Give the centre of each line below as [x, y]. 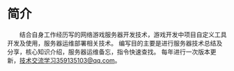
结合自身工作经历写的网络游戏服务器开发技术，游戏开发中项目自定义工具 [123, 34]
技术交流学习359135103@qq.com [67, 60]
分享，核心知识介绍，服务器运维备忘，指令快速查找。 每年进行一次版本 [109, 52]
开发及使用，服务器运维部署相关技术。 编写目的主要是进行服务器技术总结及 [115, 43]
